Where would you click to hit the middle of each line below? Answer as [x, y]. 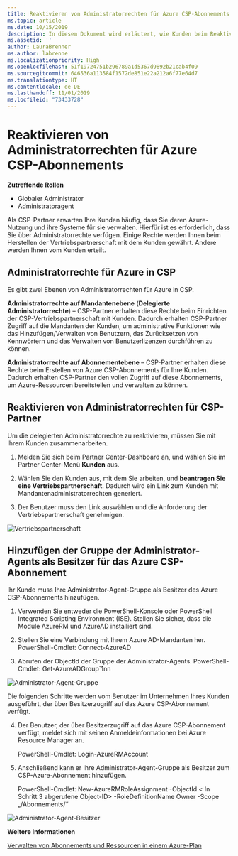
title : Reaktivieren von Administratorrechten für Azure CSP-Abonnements [119, 14]
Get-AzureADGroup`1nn [76, 669]
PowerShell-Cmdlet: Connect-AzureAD [74, 648]
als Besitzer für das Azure [100, 562]
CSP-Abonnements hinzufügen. [53, 597]
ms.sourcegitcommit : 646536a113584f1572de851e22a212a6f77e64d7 [103, 73]
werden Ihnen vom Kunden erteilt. [57, 250]
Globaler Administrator [51, 198]
